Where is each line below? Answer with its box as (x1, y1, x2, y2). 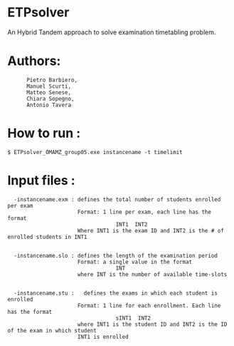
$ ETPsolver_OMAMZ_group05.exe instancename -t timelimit (7, 148, 183, 156)
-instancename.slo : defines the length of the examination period (14, 252, 218, 259)
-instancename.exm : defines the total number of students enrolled (14, 195, 221, 203)
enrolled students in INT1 (7, 233, 87, 240)
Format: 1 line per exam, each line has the (77, 208, 212, 215)
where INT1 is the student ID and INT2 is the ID (77, 320, 228, 328)
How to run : (7, 126, 81, 141)
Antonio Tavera (26, 101, 72, 108)
